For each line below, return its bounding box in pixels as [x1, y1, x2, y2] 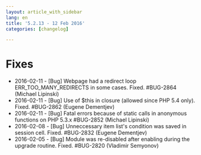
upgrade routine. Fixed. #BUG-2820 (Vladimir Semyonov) [14, 142, 159, 150]
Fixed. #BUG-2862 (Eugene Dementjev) [14, 103, 115, 111]
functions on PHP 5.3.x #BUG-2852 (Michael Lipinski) [14, 116, 150, 123]
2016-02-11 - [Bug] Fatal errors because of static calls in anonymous [14, 110, 187, 117]
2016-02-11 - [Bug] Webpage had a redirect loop [14, 77, 136, 85]
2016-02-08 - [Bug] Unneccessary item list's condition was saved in [14, 123, 187, 130]
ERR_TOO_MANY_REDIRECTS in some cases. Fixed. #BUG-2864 [14, 84, 177, 91]
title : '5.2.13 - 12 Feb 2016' [5, 20, 85, 26]
